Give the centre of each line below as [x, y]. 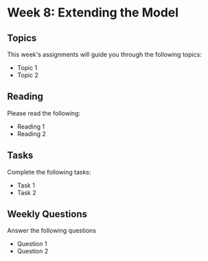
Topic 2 [28, 75]
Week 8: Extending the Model [93, 13]
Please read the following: [44, 113]
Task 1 [26, 185]
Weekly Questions [47, 214]
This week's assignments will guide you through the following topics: [105, 54]
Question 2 [33, 251]
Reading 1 [31, 126]
